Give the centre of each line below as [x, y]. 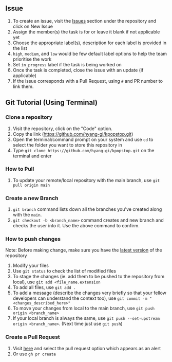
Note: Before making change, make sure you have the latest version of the [84, 250]
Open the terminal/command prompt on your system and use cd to [83, 139]
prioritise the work [32, 59]
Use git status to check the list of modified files [64, 271]
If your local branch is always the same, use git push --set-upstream [86, 318]
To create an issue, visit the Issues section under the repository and [84, 21]
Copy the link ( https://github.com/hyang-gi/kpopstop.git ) [73, 134]
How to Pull [20, 169]
